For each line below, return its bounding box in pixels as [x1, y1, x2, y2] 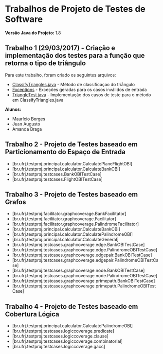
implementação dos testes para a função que [5, 52, 145, 60]
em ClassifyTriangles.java [12, 97, 64, 103]
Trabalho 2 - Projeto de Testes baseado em [5, 140, 138, 149]
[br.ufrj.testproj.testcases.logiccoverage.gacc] [12, 344, 106, 350]
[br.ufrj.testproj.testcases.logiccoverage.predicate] [12, 328, 114, 334]
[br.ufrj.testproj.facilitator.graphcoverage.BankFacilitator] [12, 211, 127, 217]
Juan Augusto [12, 121, 40, 127]
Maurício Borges [12, 116, 45, 122]
